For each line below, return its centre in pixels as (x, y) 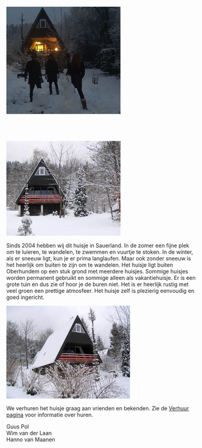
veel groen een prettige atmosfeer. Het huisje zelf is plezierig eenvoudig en (100, 291)
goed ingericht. (25, 297)
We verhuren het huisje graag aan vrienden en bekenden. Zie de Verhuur (98, 408)
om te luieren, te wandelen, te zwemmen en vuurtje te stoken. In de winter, (100, 252)
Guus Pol (18, 426)
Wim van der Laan (29, 433)
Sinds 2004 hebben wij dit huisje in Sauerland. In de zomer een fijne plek (98, 245)
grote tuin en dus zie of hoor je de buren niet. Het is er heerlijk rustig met (97, 284)
